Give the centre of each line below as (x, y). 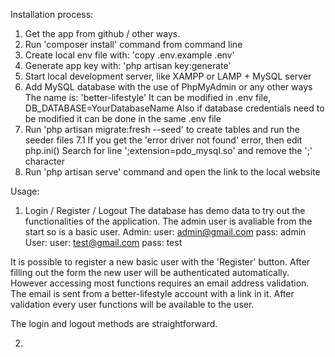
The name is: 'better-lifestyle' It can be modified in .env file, (148, 97)
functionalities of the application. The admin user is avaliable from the (168, 221)
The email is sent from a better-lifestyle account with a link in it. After (152, 293)
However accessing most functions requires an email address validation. (160, 283)
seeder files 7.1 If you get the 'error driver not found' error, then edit (163, 140)
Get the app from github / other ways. (102, 33)
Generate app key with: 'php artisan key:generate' (128, 65)
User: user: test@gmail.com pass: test (103, 242)
